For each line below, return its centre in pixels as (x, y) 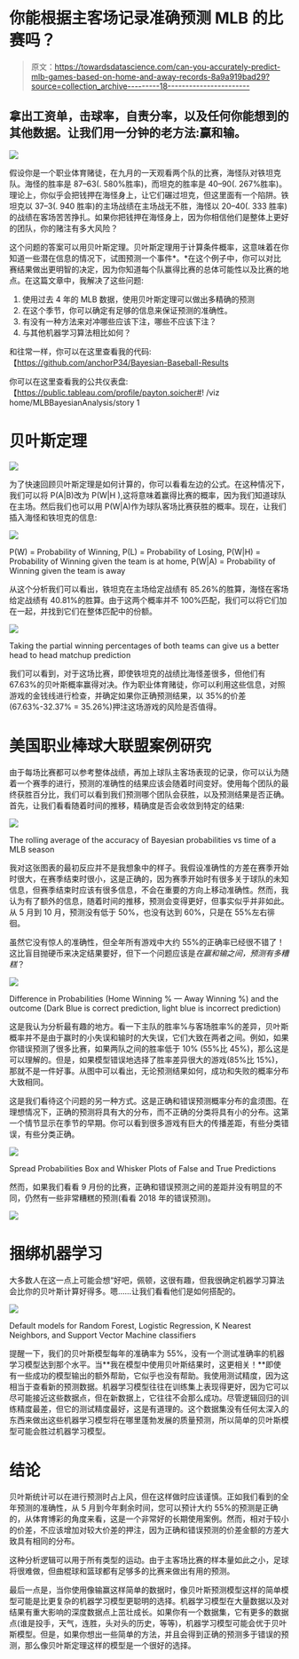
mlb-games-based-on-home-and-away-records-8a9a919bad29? (150, 76)
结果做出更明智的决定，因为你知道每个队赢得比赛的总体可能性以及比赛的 (149, 269)
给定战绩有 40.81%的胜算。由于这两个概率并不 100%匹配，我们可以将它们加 (148, 599)
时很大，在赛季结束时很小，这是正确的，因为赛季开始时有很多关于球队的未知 (149, 878)
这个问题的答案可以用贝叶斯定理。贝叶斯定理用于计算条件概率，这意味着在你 (149, 247)
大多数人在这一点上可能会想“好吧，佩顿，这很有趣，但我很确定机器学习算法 (147, 1280)
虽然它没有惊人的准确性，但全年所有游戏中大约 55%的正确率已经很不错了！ (147, 941)
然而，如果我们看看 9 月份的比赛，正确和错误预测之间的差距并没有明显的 (142, 1187)
